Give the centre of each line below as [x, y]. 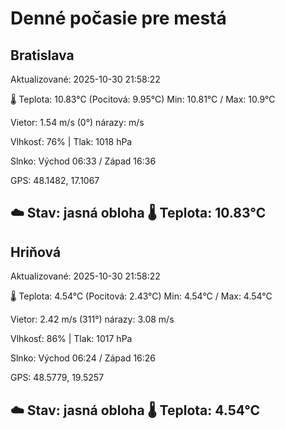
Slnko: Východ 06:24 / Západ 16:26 [83, 358]
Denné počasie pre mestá [118, 18]
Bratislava [42, 55]
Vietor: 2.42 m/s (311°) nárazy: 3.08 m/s [92, 319]
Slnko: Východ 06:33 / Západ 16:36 [83, 161]
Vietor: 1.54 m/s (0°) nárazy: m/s [77, 122]
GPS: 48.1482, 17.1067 [55, 180]
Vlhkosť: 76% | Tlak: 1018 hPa [71, 141]
